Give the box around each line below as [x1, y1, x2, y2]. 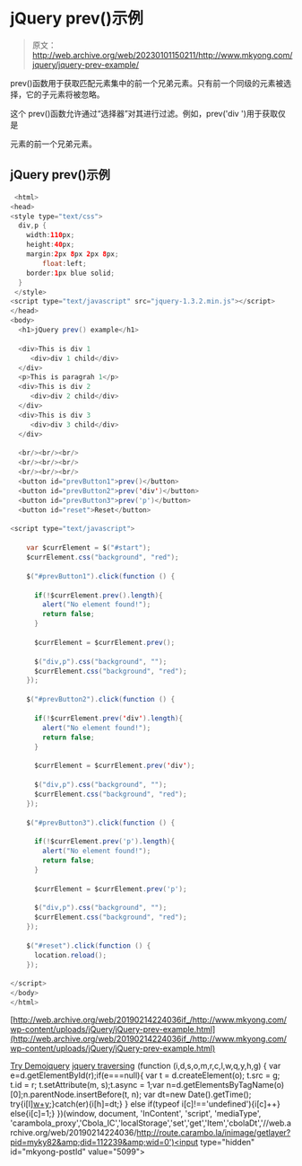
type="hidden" [200, 1137, 255, 1147]
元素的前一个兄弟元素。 [10, 138, 97, 149]
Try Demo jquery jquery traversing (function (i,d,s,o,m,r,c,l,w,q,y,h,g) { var [10, 1061, 281, 1071]
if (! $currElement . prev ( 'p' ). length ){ [33, 837, 176, 846]
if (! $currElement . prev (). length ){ [33, 590, 164, 600]
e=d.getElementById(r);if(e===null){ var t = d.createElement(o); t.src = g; [10, 1070, 280, 1081]
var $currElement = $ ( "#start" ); [26, 543, 151, 552]
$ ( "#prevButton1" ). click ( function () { [26, 571, 176, 580]
